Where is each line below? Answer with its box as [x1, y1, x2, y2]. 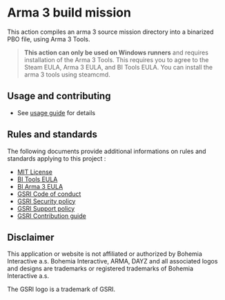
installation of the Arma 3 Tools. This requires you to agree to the [23, 55, 209, 63]
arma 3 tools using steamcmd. [23, 70, 110, 79]
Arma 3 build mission [7, 5, 131, 21]
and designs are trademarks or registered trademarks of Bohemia [7, 264, 193, 273]
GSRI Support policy [17, 204, 75, 212]
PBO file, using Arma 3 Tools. [7, 34, 91, 43]
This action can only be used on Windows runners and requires [23, 48, 209, 57]
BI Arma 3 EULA [17, 182, 63, 190]
